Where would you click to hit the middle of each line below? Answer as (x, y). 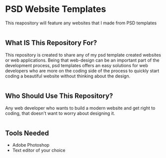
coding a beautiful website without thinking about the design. (68, 76)
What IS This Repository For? (51, 43)
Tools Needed (27, 133)
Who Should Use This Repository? (59, 96)
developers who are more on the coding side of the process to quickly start (82, 71)
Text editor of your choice (39, 151)
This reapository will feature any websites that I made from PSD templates (81, 23)
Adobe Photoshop (31, 145)
